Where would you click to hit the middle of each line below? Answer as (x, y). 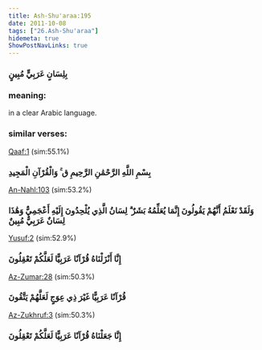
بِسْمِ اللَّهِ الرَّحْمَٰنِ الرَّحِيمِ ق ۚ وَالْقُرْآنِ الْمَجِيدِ (80, 172)
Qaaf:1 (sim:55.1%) (39, 151)
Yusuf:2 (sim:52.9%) (43, 238)
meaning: (27, 95)
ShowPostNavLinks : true (48, 46)
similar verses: (38, 134)
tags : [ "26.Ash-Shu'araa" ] (53, 31)
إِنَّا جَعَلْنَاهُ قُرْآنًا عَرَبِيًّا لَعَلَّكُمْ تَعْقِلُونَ (65, 336)
